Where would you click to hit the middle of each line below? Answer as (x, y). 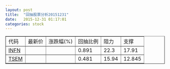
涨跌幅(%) (60, 42)
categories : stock (25, 24)
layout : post (19, 10)
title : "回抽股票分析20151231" (37, 15)
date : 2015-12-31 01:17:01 (36, 19)
